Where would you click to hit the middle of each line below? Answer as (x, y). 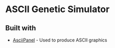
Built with (21, 28)
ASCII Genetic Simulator (57, 9)
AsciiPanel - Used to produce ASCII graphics (60, 40)
